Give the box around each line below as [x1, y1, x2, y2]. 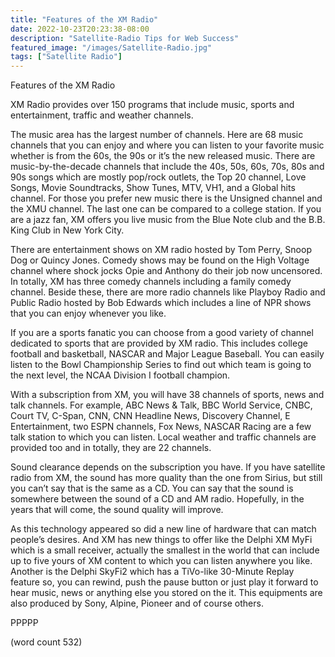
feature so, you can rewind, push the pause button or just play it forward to [10, 576, 319, 588]
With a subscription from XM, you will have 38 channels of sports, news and [10, 389, 325, 401]
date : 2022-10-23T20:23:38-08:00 [10, 24, 150, 34]
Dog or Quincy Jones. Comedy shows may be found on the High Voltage [10, 254, 310, 266]
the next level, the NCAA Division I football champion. [10, 369, 231, 381]
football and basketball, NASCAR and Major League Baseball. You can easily [10, 348, 325, 360]
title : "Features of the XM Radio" [10, 14, 159, 25]
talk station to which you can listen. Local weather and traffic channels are [10, 431, 317, 443]
